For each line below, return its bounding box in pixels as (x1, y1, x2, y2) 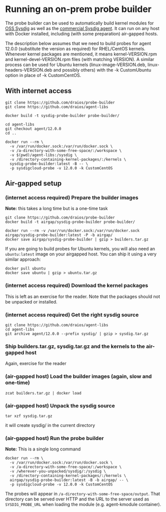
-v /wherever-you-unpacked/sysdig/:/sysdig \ (9, 469, 106, 474)
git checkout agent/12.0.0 (5, 126, 61, 131)
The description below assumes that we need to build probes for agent (5, 40, 151, 46)
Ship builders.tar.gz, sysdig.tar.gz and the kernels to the (5, 342, 145, 349)
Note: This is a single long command (5, 446, 81, 452)
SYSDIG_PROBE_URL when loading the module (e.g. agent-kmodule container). (5, 501, 161, 507)
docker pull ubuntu (5, 266, 46, 271)
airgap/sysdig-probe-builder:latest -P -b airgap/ (5, 232, 113, 238)
